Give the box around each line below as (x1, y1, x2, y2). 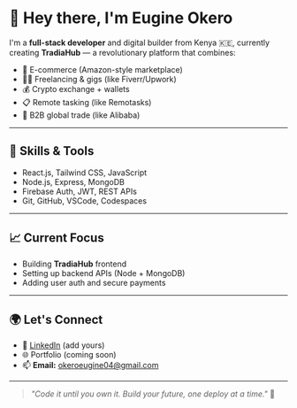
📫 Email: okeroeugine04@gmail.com (21, 360, 159, 371)
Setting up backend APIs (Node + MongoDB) (21, 267, 186, 278)
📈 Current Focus (9, 230, 104, 246)
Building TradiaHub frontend (21, 258, 126, 269)
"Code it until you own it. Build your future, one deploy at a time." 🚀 (30, 389, 276, 399)
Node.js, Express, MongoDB (21, 176, 126, 187)
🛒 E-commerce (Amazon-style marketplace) (21, 64, 183, 74)
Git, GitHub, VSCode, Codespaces (21, 195, 148, 206)
